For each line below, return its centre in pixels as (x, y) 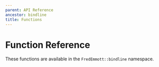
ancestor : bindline (26, 15)
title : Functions (24, 19)
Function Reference (48, 45)
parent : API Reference (29, 10)
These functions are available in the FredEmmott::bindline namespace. (80, 59)
